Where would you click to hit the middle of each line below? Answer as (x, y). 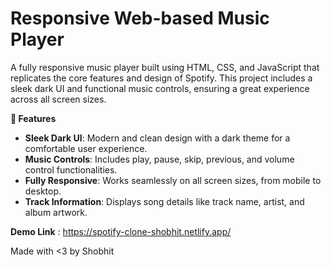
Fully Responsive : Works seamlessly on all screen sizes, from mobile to (173, 180)
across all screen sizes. (58, 99)
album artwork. (56, 212)
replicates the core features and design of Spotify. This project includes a (161, 78)
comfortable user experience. (86, 148)
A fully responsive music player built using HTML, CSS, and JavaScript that (165, 67)
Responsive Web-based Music (140, 18)
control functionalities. (71, 169)
